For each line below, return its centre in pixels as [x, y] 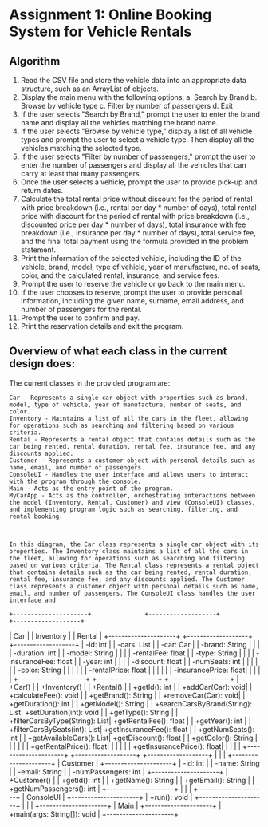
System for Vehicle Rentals [100, 32]
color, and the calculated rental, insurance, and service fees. [120, 275]
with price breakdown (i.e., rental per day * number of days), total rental [139, 208]
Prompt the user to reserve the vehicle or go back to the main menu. [133, 284]
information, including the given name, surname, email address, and [132, 301]
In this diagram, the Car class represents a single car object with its [134, 544]
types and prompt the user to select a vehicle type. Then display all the [137, 140]
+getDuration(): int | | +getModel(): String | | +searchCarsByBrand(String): [131, 703]
